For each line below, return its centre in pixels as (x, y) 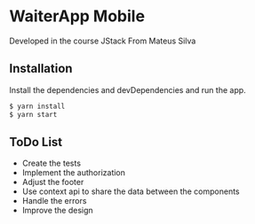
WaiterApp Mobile (77, 16)
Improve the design (57, 211)
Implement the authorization (74, 173)
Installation (41, 69)
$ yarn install (37, 106)
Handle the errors (54, 201)
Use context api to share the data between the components (131, 191)
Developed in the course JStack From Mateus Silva (103, 41)
